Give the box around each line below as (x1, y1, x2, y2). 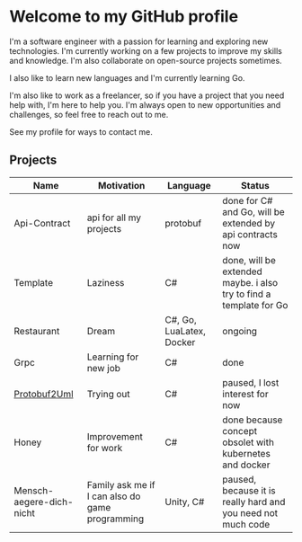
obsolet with (222, 436, 274, 449)
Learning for (86, 351, 139, 363)
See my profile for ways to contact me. (9, 126, 153, 137)
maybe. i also (222, 276, 279, 289)
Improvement (86, 430, 144, 442)
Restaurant (13, 324, 60, 337)
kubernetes (222, 447, 271, 459)
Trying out (86, 387, 130, 400)
